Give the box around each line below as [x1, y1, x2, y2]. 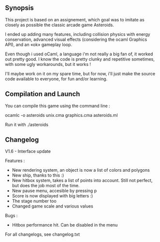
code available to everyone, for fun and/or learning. [5, 76, 108, 81]
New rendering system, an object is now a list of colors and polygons [12, 167, 150, 173]
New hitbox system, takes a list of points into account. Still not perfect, [12, 177, 153, 183]
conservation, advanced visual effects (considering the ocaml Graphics [5, 36, 147, 42]
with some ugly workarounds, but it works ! [5, 61, 91, 67]
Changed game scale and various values [12, 203, 93, 209]
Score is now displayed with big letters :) [12, 193, 93, 199]
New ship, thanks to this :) [12, 172, 64, 178]
